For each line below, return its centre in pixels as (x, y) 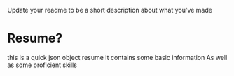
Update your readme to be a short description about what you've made (110, 10)
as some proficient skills (42, 65)
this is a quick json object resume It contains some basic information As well (117, 57)
